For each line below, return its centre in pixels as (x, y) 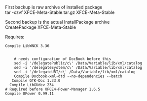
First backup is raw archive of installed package (54, 7)
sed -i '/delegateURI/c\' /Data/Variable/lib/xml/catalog (75, 72)
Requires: (15, 37)
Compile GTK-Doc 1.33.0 (36, 81)
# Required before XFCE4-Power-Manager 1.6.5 (53, 89)
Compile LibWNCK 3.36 (27, 46)
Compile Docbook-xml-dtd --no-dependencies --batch (68, 76)
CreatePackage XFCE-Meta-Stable (41, 27)
